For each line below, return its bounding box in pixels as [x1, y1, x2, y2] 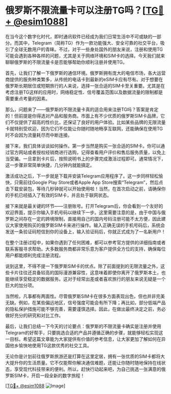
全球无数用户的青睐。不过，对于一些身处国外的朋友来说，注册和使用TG [14, 46, 163, 52]
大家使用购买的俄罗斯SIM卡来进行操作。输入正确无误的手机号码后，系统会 [9, 222, 165, 228]
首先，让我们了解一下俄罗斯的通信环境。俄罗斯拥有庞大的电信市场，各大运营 [5, 70, 166, 76]
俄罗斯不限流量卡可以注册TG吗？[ [5, 5, 146, 16]
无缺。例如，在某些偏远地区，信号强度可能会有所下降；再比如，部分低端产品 [5, 299, 166, 305]
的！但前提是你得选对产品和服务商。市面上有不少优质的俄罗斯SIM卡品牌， [5, 113, 161, 119]
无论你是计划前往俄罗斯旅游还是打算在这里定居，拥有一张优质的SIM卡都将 [5, 353, 161, 359]
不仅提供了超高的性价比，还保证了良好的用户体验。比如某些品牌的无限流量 [9, 119, 166, 125]
